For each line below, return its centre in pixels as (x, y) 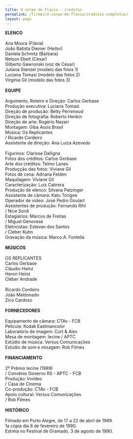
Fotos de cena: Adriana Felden (36, 174)
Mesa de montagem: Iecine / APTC (40, 337)
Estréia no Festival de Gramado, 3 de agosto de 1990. (59, 431)
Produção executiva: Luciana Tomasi (42, 106)
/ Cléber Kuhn (19, 232)
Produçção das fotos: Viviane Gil (38, 169)
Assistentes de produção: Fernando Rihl (45, 206)
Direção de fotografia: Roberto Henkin (44, 117)
